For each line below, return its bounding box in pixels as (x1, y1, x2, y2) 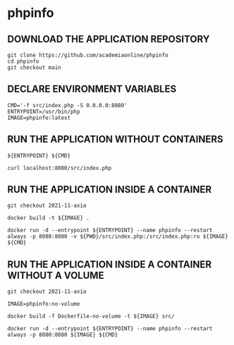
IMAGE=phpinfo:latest (7, 114, 71, 121)
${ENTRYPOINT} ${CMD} (7, 152, 71, 159)
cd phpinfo (7, 58, 39, 65)
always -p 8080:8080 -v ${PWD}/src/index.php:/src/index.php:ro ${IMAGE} (7, 233, 229, 241)
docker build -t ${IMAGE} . (7, 214, 90, 222)
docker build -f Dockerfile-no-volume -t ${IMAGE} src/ (7, 313, 175, 320)
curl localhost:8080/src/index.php (7, 164, 112, 171)
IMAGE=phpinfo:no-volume (7, 301, 80, 308)
